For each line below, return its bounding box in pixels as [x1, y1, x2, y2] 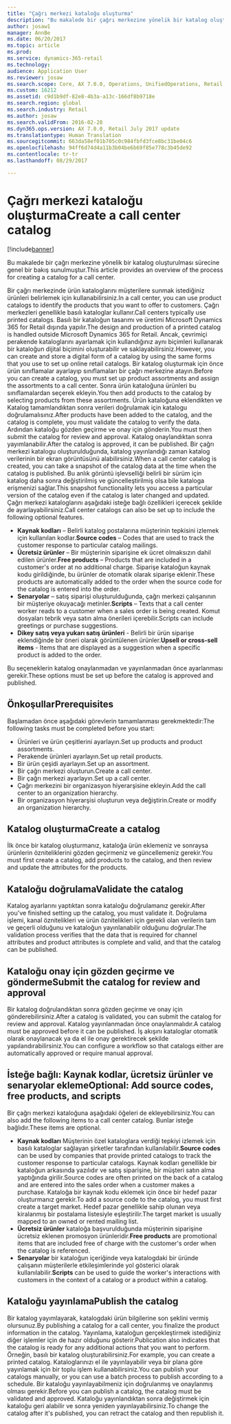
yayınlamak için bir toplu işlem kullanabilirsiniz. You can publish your [7, 1365, 199, 1373]
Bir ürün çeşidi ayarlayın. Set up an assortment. [16, 759, 150, 767]
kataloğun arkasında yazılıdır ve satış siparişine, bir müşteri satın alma [16, 1166, 215, 1174]
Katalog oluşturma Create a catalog [7, 823, 160, 835]
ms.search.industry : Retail [7, 106, 88, 113]
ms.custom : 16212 [7, 87, 57, 94]
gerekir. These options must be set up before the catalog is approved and [7, 671, 214, 679]
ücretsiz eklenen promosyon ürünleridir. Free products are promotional [16, 1231, 217, 1240]
